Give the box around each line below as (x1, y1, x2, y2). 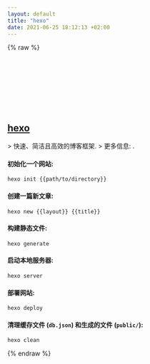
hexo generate (7, 240, 50, 247)
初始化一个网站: (7, 159, 54, 168)
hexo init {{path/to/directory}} (7, 176, 107, 183)
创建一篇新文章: (7, 191, 54, 200)
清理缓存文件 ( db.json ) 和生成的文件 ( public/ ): (7, 320, 144, 329)
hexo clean (7, 337, 40, 344)
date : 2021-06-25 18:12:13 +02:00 (7, 24, 111, 31)
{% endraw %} (7, 349, 51, 358)
